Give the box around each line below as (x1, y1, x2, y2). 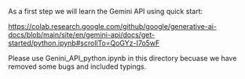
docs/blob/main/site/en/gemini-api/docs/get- (8, 31, 155, 39)
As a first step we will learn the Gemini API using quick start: (8, 7, 203, 16)
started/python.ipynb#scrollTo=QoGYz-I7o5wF (8, 38, 160, 48)
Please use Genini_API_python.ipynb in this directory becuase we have (8, 54, 237, 63)
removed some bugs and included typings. (8, 62, 147, 71)
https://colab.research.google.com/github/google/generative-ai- (8, 22, 218, 31)
